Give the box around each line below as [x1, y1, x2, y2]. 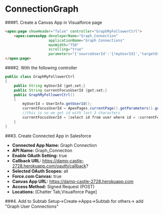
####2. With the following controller [5, 65, 78, 71]
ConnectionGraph [5, 3, 79, 15]
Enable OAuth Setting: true [12, 152, 67, 159]
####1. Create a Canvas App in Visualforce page [5, 19, 102, 25]
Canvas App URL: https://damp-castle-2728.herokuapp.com [12, 178, 134, 184]
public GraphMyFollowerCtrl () [14, 92, 75, 97]
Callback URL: [12, 158, 41, 163]
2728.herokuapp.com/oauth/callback [12, 163, 86, 169]
